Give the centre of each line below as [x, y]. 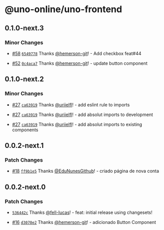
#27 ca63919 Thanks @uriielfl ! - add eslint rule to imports [71, 104]
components [25, 130]
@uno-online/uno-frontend [63, 9]
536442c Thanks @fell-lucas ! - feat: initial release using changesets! [82, 212]
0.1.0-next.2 [24, 79]
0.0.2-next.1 [24, 145]
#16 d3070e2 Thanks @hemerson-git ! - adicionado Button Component [84, 222]
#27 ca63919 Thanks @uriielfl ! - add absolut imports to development [83, 114]
